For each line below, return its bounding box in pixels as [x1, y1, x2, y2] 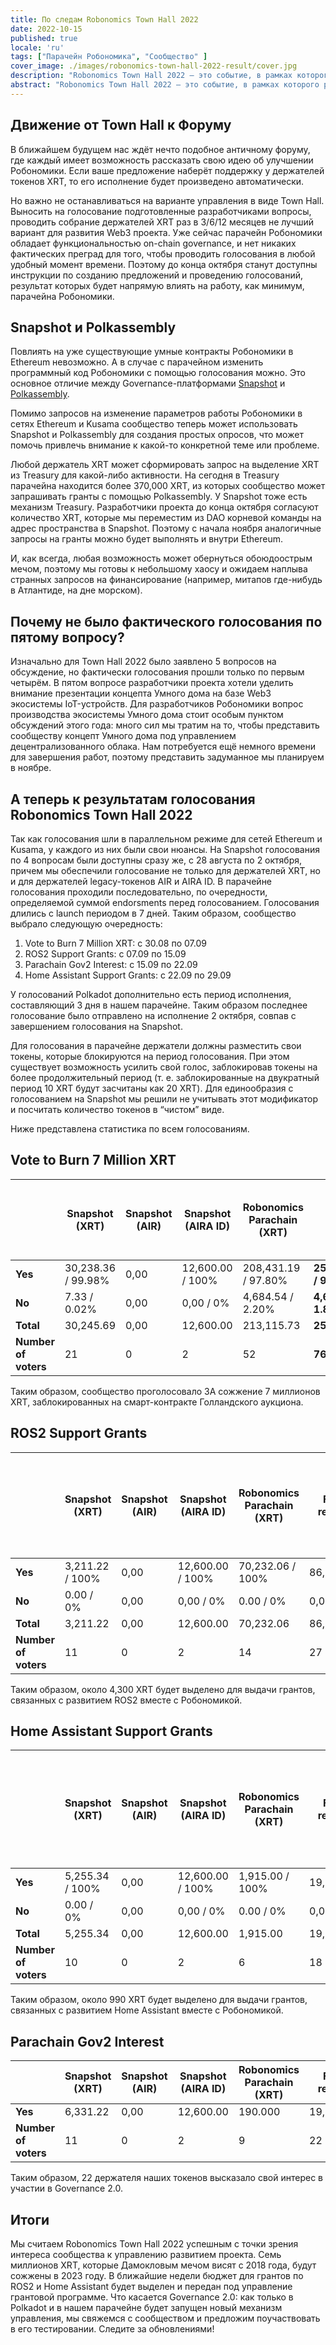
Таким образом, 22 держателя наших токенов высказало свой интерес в [10, 2172, 323, 2184]
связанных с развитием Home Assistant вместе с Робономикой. [10, 2004, 284, 2016]
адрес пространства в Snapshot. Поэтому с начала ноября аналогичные [10, 522, 322, 535]
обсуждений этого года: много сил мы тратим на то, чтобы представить [10, 719, 320, 731]
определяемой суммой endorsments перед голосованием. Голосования [10, 897, 320, 908]
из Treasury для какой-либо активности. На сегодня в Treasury [10, 469, 280, 481]
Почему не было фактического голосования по [10, 613, 323, 630]
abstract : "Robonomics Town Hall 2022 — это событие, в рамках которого [10, 80, 320, 90]
